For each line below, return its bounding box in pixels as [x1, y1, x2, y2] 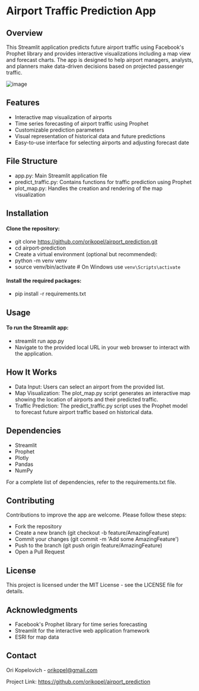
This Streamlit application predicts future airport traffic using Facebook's [6, 43, 184, 51]
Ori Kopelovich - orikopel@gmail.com [6, 666, 98, 674]
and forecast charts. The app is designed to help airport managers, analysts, [6, 57, 194, 63]
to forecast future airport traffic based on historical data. [14, 408, 153, 415]
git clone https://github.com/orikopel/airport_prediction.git [14, 238, 158, 245]
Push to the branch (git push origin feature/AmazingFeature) [14, 542, 163, 549]
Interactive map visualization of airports [14, 113, 112, 120]
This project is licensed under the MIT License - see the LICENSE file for [6, 581, 183, 589]
